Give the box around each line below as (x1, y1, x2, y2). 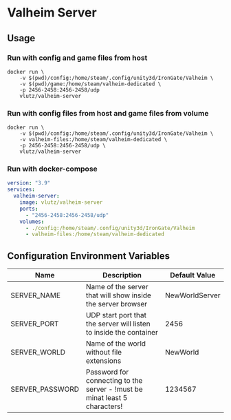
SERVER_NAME (10, 291, 60, 300)
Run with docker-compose (7, 164, 98, 174)
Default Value (170, 271, 216, 280)
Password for (85, 367, 129, 377)
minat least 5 (85, 393, 128, 403)
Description (102, 271, 142, 280)
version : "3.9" (7, 180, 51, 187)
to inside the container (85, 328, 158, 337)
